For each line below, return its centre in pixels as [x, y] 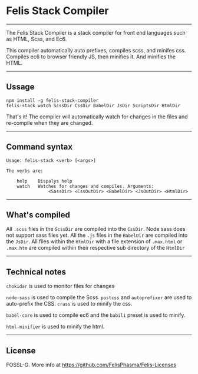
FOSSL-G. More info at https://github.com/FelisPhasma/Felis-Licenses [91, 365]
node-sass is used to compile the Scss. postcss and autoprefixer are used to [99, 297]
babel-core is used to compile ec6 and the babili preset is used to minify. [96, 315]
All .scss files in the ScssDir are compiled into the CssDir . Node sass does [96, 229]
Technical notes [36, 272]
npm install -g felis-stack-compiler [52, 100]
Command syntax [39, 147]
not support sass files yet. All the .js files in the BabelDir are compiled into [97, 235]
